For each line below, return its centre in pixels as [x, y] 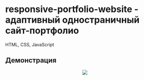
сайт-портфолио [42, 31]
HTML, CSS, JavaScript [30, 44]
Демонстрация [31, 61]
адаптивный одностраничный [73, 20]
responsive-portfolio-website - [72, 9]
